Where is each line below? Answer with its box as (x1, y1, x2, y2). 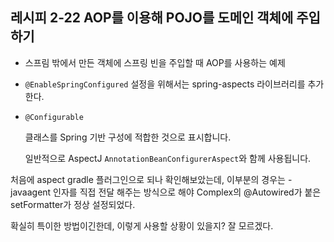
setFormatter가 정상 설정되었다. (10, 198, 136, 210)
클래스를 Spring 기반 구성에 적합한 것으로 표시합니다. (24, 131, 232, 143)
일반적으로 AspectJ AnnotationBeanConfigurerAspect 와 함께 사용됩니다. (24, 152, 312, 164)
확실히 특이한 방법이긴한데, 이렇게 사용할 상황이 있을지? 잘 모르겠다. (10, 219, 274, 232)
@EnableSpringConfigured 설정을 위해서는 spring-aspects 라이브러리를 (24, 78, 306, 90)
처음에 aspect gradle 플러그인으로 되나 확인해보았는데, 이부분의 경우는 (10, 173, 287, 185)
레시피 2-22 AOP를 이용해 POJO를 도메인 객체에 (10, 9, 294, 27)
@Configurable (24, 112, 84, 122)
